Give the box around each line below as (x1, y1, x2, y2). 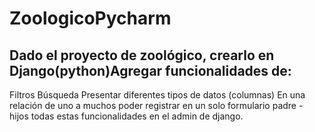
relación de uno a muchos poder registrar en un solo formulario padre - (9, 100, 304, 111)
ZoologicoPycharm (9, 7, 172, 30)
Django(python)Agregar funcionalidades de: (9, 62, 292, 79)
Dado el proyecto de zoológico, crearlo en (9, 47, 275, 64)
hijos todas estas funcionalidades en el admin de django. (9, 110, 244, 122)
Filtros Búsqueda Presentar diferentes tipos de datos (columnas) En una (9, 89, 306, 101)
